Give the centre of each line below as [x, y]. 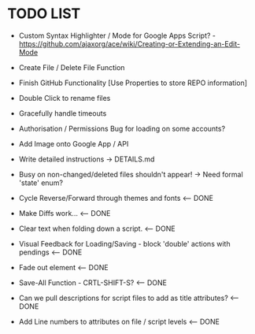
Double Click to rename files [65, 98]
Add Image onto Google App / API [74, 143]
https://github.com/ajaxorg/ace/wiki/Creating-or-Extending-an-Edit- [129, 43]
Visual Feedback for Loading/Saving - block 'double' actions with [124, 243]
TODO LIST [44, 14]
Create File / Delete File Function [72, 67]
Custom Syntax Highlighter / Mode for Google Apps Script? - [117, 35]
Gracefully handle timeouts [63, 113]
